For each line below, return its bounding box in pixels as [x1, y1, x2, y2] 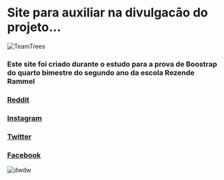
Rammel [7, 76, 36, 86]
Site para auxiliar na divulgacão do [7, 5, 208, 21]
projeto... [7, 19, 62, 35]
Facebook [7, 150, 41, 159]
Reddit [7, 95, 30, 104]
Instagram [7, 113, 43, 123]
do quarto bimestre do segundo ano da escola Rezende [7, 67, 195, 77]
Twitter [7, 132, 32, 142]
